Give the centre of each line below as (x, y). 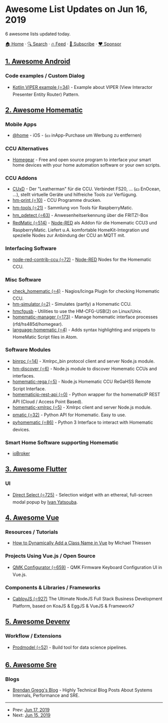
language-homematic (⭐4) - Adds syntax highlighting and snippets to (84, 329)
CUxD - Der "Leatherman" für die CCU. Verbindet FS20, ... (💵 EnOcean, (86, 189)
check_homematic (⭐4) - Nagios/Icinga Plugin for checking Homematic (86, 291)
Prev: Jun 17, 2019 (31, 710)
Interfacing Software (31, 248)
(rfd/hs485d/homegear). (38, 324)
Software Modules (28, 350)
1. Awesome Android (38, 62)
